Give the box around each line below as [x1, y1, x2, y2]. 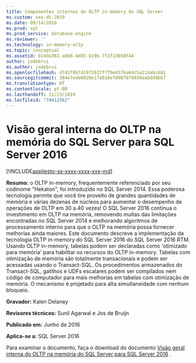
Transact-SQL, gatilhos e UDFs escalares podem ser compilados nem [6, 267, 177, 274]
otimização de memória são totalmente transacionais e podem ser [6, 255, 168, 262]
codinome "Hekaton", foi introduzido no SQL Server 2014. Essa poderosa [6, 185, 185, 192]
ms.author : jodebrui [6, 64, 58, 70]
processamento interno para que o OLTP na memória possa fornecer [6, 223, 175, 231]
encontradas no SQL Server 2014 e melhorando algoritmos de [6, 217, 158, 224]
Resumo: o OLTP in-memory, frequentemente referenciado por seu [6, 179, 171, 186]
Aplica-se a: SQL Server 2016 [6, 332, 80, 339]
